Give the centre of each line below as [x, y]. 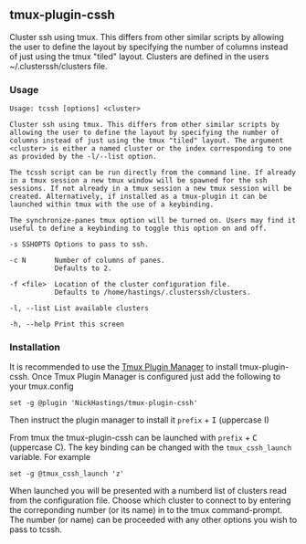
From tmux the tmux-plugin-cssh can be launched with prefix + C [133, 438]
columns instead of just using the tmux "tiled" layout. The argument [147, 141]
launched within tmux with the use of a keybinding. [112, 204]
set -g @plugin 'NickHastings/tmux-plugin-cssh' [104, 403]
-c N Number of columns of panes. [88, 261]
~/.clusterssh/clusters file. [58, 66]
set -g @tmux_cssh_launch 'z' [67, 474]
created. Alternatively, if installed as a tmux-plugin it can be [138, 197]
